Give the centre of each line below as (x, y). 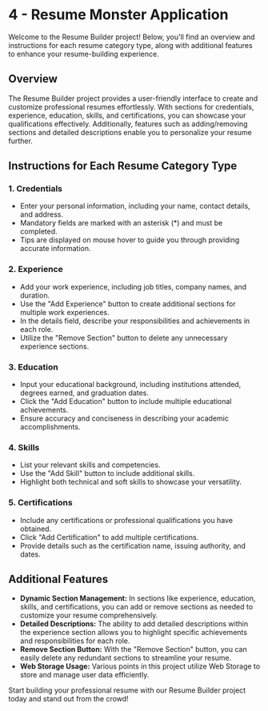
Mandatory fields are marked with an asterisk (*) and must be (121, 223)
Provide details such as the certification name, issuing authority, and (133, 545)
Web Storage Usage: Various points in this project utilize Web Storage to (140, 666)
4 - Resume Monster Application (118, 15)
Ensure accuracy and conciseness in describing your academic (124, 418)
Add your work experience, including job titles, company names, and (133, 286)
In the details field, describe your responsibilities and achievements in (135, 321)
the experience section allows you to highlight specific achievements (134, 633)
